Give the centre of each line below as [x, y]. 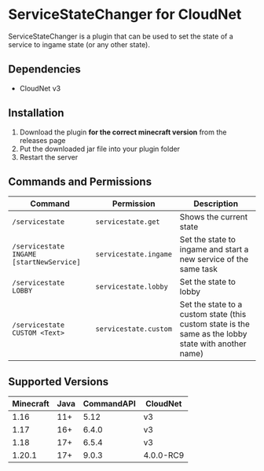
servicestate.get [128, 222]
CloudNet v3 [40, 88]
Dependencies [44, 70]
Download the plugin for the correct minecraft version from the [123, 132]
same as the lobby [213, 334]
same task [198, 269]
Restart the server [49, 157]
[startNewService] [46, 262]
